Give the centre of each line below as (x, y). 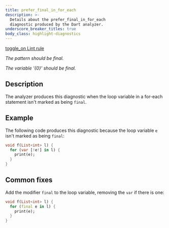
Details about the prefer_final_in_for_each (58, 19)
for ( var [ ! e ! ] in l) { (35, 150)
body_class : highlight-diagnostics (43, 34)
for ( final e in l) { (33, 207)
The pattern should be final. (35, 58)
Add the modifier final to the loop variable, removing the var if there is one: (85, 192)
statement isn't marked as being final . (46, 102)
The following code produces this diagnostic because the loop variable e (81, 130)
